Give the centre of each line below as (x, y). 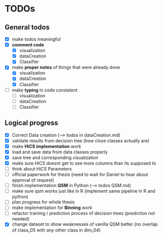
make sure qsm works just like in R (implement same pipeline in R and (83, 191)
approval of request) (33, 180)
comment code (28, 45)
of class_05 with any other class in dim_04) (56, 230)
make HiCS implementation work (46, 146)
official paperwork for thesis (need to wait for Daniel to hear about (80, 174)
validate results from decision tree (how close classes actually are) (80, 140)
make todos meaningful (36, 39)
